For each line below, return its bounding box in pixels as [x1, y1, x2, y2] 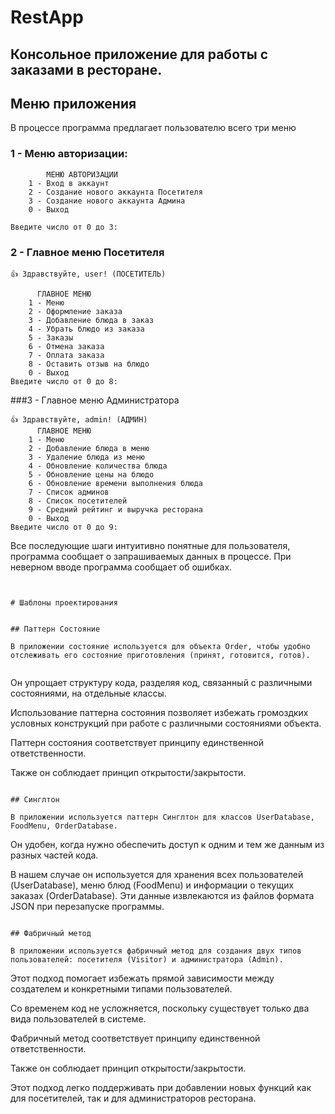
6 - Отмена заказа [28, 341, 105, 351]
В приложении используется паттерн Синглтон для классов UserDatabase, [10, 812, 315, 822]
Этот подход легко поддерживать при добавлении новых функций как [10, 1081, 312, 1093]
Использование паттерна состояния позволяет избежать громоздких [10, 706, 309, 718]
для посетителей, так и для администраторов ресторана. [10, 1092, 257, 1104]
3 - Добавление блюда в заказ [28, 315, 155, 325]
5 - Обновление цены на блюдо [28, 469, 155, 480]
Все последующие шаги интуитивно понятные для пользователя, [10, 539, 291, 551]
